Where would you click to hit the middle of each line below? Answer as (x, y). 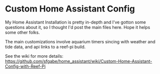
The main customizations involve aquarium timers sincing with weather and (80, 41)
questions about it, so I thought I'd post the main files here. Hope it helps (78, 27)
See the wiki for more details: (34, 56)
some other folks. (23, 32)
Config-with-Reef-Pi (25, 66)
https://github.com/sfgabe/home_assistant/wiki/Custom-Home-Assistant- (79, 61)
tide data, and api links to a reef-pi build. (45, 47)
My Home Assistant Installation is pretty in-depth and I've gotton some (76, 22)
